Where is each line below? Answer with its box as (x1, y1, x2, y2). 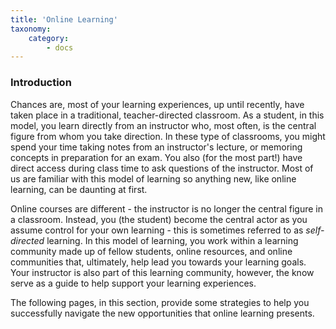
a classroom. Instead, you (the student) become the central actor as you (10, 213, 308, 225)
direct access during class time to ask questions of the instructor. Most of (10, 162, 314, 174)
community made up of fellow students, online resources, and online (10, 245, 293, 257)
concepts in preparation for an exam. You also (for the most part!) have (10, 151, 303, 163)
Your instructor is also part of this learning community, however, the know (10, 266, 315, 278)
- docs (46, 42, 74, 53)
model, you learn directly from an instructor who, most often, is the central (10, 119, 317, 131)
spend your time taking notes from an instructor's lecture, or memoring (10, 141, 303, 153)
